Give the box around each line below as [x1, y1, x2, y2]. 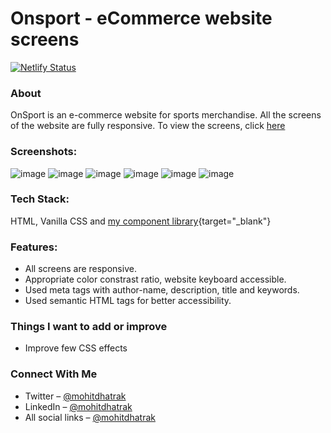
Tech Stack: [10, 192, 70, 206]
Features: [10, 240, 58, 254]
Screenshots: [10, 145, 78, 159]
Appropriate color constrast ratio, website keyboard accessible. [24, 273, 287, 286]
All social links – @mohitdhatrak [24, 411, 156, 423]
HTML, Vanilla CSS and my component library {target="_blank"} [10, 215, 272, 227]
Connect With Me [10, 367, 98, 381]
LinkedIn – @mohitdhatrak [24, 400, 133, 412]
